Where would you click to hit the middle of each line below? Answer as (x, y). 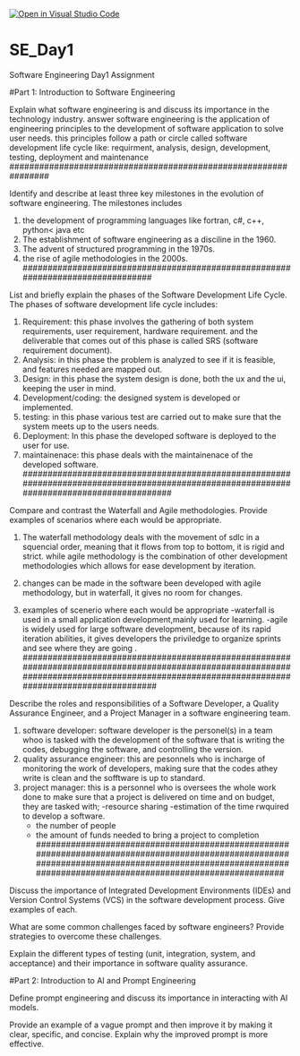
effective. (27, 1043)
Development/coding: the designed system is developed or (131, 398)
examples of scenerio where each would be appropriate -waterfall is (148, 610)
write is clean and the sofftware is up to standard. (114, 777)
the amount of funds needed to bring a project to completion (147, 835)
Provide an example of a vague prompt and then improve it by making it (141, 1025)
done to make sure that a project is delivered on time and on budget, (149, 796)
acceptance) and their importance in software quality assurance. (129, 963)
